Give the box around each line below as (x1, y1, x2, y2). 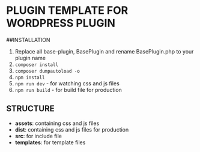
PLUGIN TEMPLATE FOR (6, 4, 129, 17)
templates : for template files (14, 139, 86, 146)
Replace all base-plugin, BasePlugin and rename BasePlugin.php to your (14, 47, 194, 55)
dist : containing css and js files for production (14, 126, 129, 133)
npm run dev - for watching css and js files (14, 79, 120, 87)
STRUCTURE (6, 103, 55, 114)
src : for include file (14, 132, 62, 139)
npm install (14, 74, 45, 81)
